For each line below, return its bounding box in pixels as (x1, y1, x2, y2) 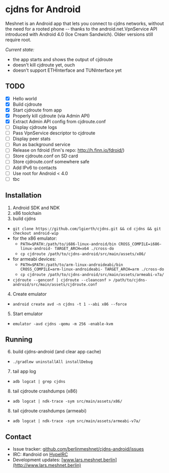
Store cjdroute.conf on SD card (12, 153, 78, 159)
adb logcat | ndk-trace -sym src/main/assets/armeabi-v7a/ (12, 419, 141, 424)
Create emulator (12, 291, 47, 297)
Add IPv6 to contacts (12, 164, 57, 171)
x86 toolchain (12, 210, 42, 216)
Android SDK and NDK (12, 205, 60, 211)
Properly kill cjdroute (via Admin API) (12, 113, 90, 119)
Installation (5, 191, 42, 200)
